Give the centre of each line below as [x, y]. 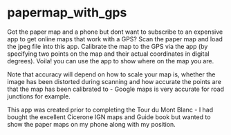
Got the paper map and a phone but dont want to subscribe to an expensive [115, 32]
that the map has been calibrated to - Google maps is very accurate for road [116, 89]
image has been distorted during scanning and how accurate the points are [114, 81]
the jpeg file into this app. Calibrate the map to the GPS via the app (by [108, 46]
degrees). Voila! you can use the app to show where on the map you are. [111, 61]
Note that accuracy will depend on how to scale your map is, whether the [111, 74]
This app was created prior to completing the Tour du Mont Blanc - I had [110, 110]
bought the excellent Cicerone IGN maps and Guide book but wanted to [109, 117]
